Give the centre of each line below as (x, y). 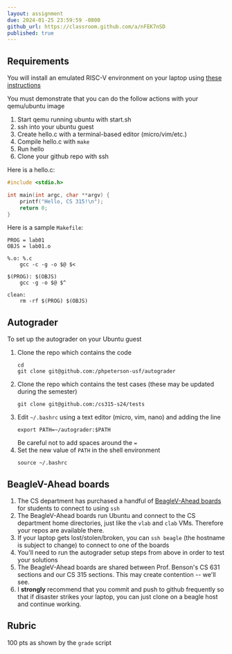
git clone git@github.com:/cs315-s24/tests (81, 404)
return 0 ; (34, 208)
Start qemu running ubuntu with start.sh (74, 119)
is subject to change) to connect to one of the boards (93, 545)
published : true (30, 33)
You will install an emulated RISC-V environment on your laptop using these (115, 78)
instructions (24, 85)
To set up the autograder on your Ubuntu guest (74, 339)
